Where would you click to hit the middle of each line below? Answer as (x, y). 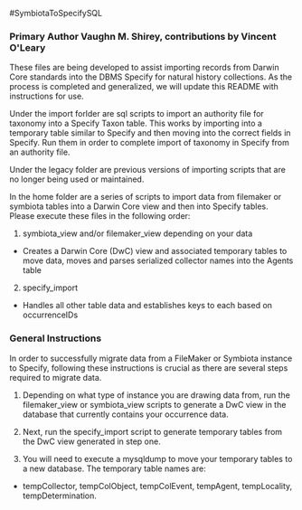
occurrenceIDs (50, 315)
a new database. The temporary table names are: (114, 468)
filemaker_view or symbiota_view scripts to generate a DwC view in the (154, 404)
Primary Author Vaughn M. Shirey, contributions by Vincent (143, 36)
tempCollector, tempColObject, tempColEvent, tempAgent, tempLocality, (157, 486)
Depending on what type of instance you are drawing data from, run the (156, 395)
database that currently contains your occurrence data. (125, 414)
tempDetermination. (60, 496)
